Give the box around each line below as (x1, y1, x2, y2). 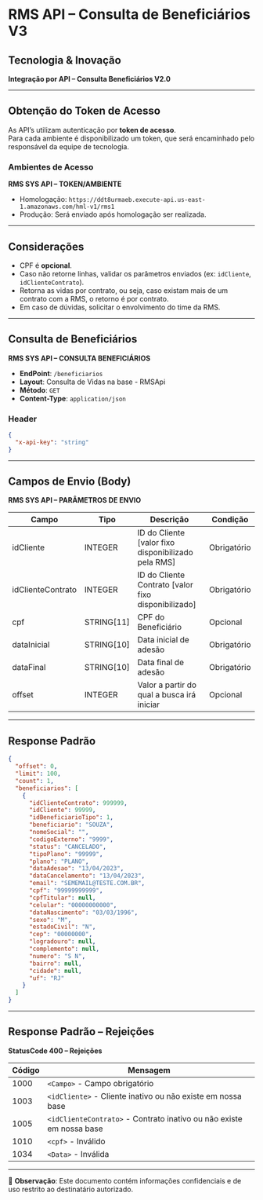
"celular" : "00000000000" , (28, 901, 117, 909)
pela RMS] (137, 557, 176, 568)
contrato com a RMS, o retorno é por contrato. (19, 294, 169, 303)
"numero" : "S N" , (28, 952, 86, 960)
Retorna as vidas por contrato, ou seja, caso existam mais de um (19, 285, 229, 295)
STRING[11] (84, 616, 131, 627)
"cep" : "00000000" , (28, 931, 92, 938)
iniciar (137, 699, 160, 710)
